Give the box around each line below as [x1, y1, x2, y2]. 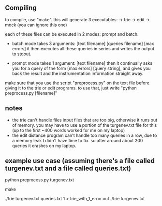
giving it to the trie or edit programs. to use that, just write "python [5, 85, 137, 91]
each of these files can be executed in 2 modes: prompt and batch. [5, 31, 139, 37]
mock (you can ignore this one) [5, 22, 67, 28]
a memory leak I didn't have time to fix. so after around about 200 [12, 137, 143, 143]
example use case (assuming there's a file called [5, 157, 155, 165]
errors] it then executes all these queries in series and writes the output [12, 45, 155, 51]
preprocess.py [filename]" [5, 90, 58, 96]
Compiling [5, 4, 37, 12]
